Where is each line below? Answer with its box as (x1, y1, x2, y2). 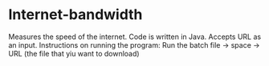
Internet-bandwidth (8, 6, 143, 24)
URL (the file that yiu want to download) (8, 49, 140, 58)
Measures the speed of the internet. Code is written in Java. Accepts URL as (8, 32, 262, 41)
